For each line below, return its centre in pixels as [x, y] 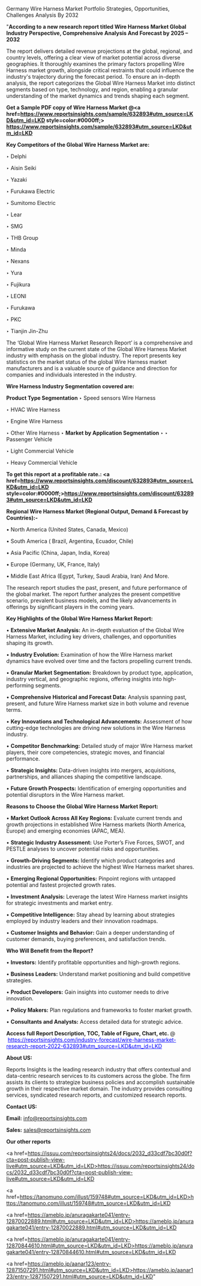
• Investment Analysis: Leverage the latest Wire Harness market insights [97, 896]
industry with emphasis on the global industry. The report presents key [94, 355]
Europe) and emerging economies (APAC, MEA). [66, 831]
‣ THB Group [22, 238]
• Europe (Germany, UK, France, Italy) [53, 564]
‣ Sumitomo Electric [31, 203]
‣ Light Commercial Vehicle [40, 451]
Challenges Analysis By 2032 [43, 15]
